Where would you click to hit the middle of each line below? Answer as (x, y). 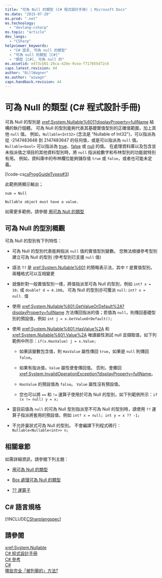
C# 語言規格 (23, 507)
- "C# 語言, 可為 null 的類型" (38, 50)
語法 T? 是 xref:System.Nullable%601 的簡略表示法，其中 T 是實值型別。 (83, 267)
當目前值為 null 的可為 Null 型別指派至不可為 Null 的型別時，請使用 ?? (81, 409)
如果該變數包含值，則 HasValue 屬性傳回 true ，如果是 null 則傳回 (84, 351)
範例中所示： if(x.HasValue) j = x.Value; (54, 341)
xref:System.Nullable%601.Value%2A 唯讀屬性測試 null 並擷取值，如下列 (84, 335)
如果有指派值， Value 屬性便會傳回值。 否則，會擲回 (70, 368)
